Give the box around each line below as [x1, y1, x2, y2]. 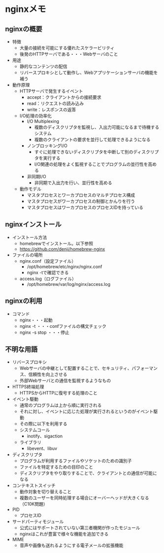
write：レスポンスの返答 [27, 107, 76, 113]
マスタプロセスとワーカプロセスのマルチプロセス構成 [27, 192, 135, 198]
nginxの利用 [5, 297, 43, 305]
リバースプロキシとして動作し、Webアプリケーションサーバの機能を [19, 70, 158, 76]
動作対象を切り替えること [19, 489, 72, 495]
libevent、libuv [27, 445, 58, 451]
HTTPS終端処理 [12, 384, 44, 390]
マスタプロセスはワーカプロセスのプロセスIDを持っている [27, 204, 144, 210]
